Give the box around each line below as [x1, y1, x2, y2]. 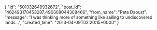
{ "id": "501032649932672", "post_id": [4, 4, 82, 10]
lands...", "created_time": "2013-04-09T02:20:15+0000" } [4, 19, 119, 25]
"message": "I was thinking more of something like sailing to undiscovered [4, 15, 153, 20]
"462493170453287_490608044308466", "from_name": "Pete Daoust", [4, 9, 147, 15]
